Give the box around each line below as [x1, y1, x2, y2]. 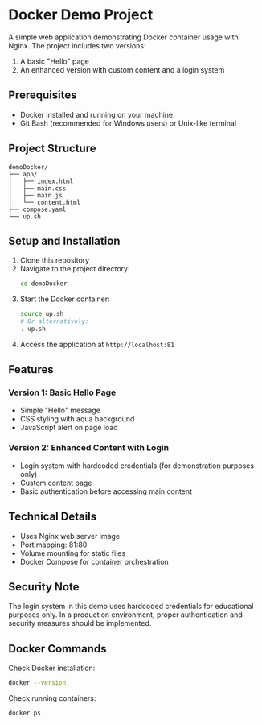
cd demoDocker [19, 280, 68, 288]
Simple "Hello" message [19, 405, 100, 415]
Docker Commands [8, 642, 107, 656]
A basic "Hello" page [19, 56, 90, 66]
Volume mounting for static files [19, 548, 126, 557]
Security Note [8, 580, 80, 594]
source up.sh [19, 310, 64, 318]
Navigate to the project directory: [19, 264, 130, 274]
